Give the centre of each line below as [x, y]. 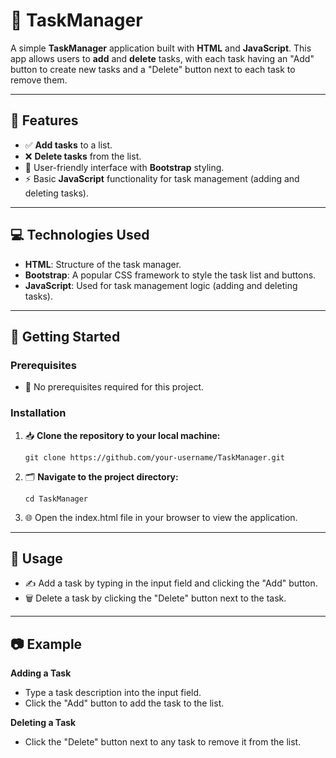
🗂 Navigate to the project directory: [101, 476]
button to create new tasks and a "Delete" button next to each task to [153, 69]
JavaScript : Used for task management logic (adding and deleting [161, 285]
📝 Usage [36, 558]
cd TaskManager [56, 499]
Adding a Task [41, 673]
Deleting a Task [43, 723]
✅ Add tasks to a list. [68, 145]
